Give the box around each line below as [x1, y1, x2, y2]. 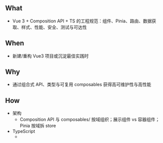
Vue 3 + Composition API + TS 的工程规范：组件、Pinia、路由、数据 [12, 17, 152, 24]
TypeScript [12, 128, 35, 134]
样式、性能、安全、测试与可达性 [21, 24, 87, 30]
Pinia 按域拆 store [19, 122, 56, 129]
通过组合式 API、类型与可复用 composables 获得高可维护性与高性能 [12, 81, 152, 87]
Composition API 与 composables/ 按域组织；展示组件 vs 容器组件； [19, 116, 160, 122]
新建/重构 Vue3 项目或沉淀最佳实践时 [12, 52, 89, 59]
